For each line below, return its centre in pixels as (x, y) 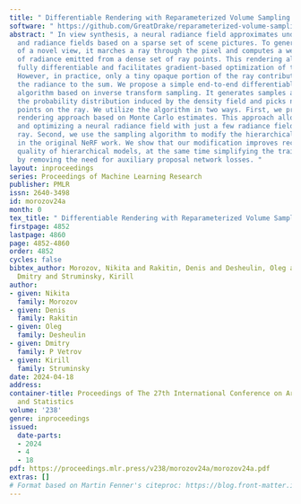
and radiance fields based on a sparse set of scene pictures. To (144, 43)
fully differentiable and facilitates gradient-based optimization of (152, 68)
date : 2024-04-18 (42, 377)
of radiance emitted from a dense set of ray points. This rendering (150, 59)
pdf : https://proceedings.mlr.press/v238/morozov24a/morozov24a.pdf (140, 469)
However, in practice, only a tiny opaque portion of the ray (136, 76)
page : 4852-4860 (39, 243)
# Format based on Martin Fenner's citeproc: (95, 485)
